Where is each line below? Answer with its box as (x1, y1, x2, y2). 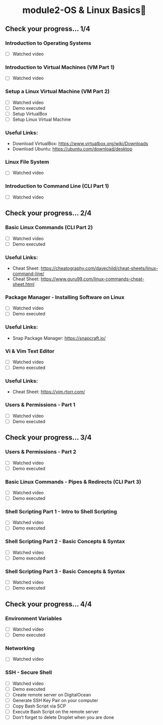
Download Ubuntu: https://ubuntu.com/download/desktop (12, 146, 133, 152)
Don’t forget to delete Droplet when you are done (12, 714, 114, 720)
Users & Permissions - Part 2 (5, 448, 77, 455)
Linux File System (5, 158, 49, 165)
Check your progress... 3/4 (5, 433, 92, 442)
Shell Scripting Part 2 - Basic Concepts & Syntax (5, 538, 125, 545)
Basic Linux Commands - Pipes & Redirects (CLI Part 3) (5, 478, 141, 485)
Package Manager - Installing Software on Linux (5, 293, 125, 300)
